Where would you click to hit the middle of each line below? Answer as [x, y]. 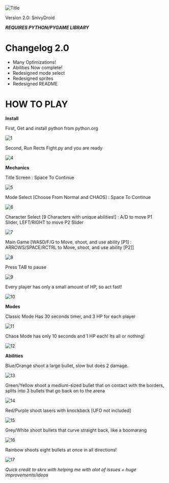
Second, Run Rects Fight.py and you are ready [54, 148]
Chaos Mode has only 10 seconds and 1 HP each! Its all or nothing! [75, 336]
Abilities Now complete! [37, 67]
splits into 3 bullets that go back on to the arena [55, 390]
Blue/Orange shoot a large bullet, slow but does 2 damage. [67, 366]
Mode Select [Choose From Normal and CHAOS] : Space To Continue [78, 197]
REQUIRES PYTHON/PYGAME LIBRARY [47, 27]
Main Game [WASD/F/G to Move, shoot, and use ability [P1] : [68, 242]
